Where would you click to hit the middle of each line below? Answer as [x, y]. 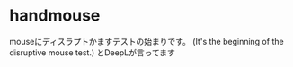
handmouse [55, 16]
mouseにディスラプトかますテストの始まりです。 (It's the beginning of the [147, 41]
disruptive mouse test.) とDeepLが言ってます [92, 52]
